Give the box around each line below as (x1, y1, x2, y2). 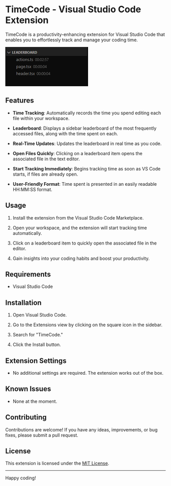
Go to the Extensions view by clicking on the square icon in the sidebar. (12, 322, 163, 328)
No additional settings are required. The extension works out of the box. (12, 370, 164, 376)
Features (5, 96, 34, 105)
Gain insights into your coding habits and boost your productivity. (12, 255, 150, 261)
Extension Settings (5, 356, 67, 365)
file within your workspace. (12, 115, 70, 121)
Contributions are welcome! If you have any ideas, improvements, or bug (5, 426, 158, 432)
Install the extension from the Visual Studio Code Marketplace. (12, 214, 144, 221)
